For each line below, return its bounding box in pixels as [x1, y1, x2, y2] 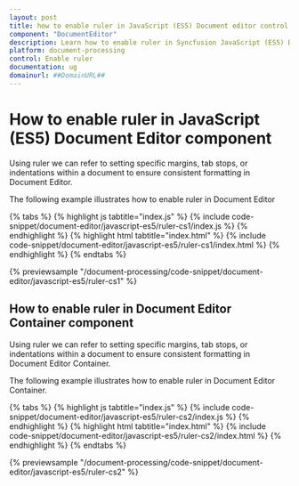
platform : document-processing [9, 46, 125, 55]
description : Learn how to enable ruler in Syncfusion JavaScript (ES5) [9, 37, 285, 47]
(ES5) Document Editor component [9, 128, 272, 148]
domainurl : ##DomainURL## [9, 71, 105, 80]
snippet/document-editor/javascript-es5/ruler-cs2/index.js [9, 411, 224, 422]
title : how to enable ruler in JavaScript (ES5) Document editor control [9, 21, 289, 30]
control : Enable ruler [9, 54, 93, 63]
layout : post [9, 12, 58, 22]
